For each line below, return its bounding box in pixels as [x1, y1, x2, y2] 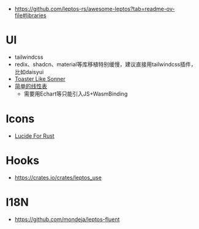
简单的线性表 [14, 82, 47, 89]
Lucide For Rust [14, 132, 54, 140]
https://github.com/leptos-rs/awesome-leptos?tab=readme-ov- [14, 6, 175, 12]
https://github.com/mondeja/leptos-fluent [14, 216, 120, 223]
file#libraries [14, 12, 47, 19]
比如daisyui [14, 68, 44, 75]
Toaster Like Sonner [14, 75, 66, 82]
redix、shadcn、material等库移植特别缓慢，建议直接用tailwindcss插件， [14, 61, 197, 68]
